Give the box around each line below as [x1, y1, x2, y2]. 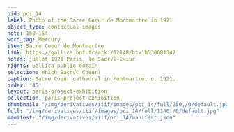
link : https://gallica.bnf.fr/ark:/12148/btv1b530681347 [7, 50, 176, 57]
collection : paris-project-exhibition [7, 95, 120, 102]
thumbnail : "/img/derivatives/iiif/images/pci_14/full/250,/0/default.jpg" [7, 101, 232, 108]
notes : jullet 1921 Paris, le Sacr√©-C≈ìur [7, 56, 136, 63]
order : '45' [7, 82, 42, 89]
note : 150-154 [7, 29, 49, 37]
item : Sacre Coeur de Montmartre [7, 43, 104, 50]
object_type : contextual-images [7, 23, 101, 30]
